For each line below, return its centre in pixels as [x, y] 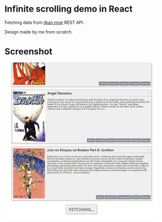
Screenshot [28, 52]
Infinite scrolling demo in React [69, 9]
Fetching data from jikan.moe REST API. [45, 22]
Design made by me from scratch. [39, 32]
